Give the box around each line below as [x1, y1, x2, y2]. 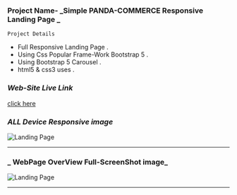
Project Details [7, 30, 55, 37]
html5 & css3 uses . [17, 66, 75, 74]
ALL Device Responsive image [7, 117, 114, 126]
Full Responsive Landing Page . [17, 43, 109, 52]
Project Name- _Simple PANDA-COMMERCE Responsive [7, 6, 203, 16]
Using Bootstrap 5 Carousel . [17, 58, 102, 66]
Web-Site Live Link [7, 83, 73, 93]
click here [7, 99, 37, 107]
